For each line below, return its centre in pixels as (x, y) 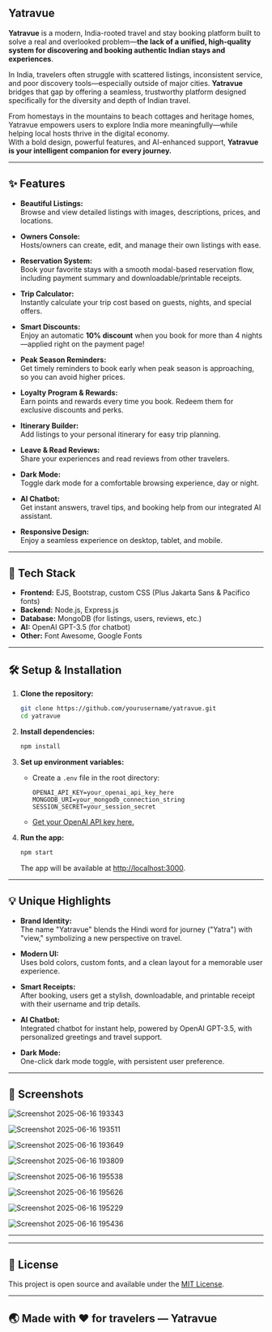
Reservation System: (56, 261)
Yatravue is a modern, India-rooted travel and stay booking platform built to (134, 32)
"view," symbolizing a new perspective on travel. (101, 938)
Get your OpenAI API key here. (83, 821)
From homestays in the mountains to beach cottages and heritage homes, (132, 116)
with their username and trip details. (80, 1004)
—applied (36, 343)
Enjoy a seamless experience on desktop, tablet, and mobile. (121, 540)
